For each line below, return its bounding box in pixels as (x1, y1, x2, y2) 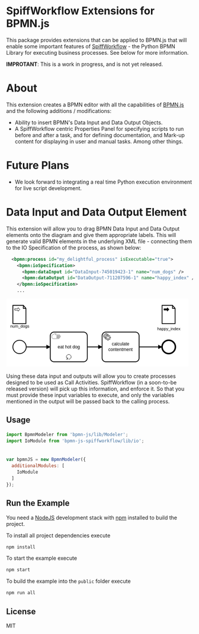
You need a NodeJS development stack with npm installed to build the (6, 514, 178, 521)
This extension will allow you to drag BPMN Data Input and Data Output (6, 225, 180, 232)
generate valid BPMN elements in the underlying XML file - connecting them (6, 238, 192, 245)
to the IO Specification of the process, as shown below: (6, 244, 142, 251)
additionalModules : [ (11, 463, 65, 469)
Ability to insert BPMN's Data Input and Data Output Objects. (14, 119, 163, 126)
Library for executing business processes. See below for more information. (6, 49, 189, 56)
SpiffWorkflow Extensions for (6, 4, 155, 18)
